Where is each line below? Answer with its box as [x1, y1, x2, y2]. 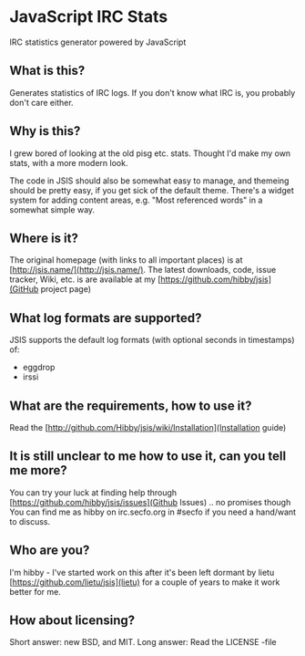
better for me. [9, 586, 61, 597]
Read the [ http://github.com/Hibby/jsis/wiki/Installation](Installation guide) [9, 422, 287, 432]
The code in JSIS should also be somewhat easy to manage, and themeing [9, 175, 290, 186]
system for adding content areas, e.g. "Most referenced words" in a [9, 194, 263, 205]
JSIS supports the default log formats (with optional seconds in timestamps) [9, 335, 295, 346]
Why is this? [9, 123, 81, 139]
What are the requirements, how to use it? [9, 398, 252, 413]
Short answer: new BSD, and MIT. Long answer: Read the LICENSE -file [9, 637, 277, 648]
